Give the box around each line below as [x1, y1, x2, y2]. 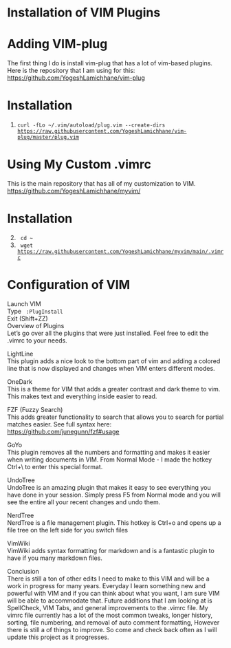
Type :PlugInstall [7, 307, 63, 315]
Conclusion [7, 567, 40, 575]
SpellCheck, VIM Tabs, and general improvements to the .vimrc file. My [7, 603, 208, 612]
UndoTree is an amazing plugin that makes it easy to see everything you [7, 483, 211, 491]
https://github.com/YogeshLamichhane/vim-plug [7, 74, 146, 82]
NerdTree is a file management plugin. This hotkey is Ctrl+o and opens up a [7, 518, 221, 527]
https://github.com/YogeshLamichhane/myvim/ [7, 187, 141, 195]
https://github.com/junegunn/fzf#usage [7, 427, 120, 435]
